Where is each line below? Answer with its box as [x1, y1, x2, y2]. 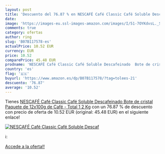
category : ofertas [5, 30, 43, 35]
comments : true [5, 26, 36, 31]
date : [5, 16, 16, 21]
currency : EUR [5, 48, 34, 53]
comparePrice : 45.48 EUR [5, 58, 56, 62]
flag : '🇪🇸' [5, 71, 29, 76]
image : [5, 21, 19, 26]
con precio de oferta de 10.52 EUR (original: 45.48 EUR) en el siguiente [5, 109, 149, 115]
